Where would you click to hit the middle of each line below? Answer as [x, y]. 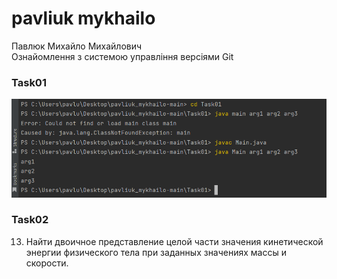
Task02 [30, 220]
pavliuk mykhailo [83, 18]
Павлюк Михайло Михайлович [77, 46]
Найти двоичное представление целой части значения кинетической [174, 241]
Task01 [29, 82]
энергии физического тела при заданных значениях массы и [156, 252]
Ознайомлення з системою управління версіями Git [122, 56]
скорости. [47, 263]
